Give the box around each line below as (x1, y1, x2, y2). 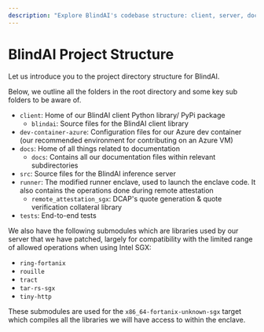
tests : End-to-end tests (19, 210, 97, 220)
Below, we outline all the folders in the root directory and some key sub (8, 87, 238, 96)
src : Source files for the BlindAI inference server (19, 168, 177, 178)
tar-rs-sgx (19, 284, 56, 292)
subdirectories (31, 160, 79, 170)
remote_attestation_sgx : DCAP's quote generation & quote (31, 194, 222, 203)
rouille (19, 267, 45, 275)
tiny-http (19, 293, 53, 301)
